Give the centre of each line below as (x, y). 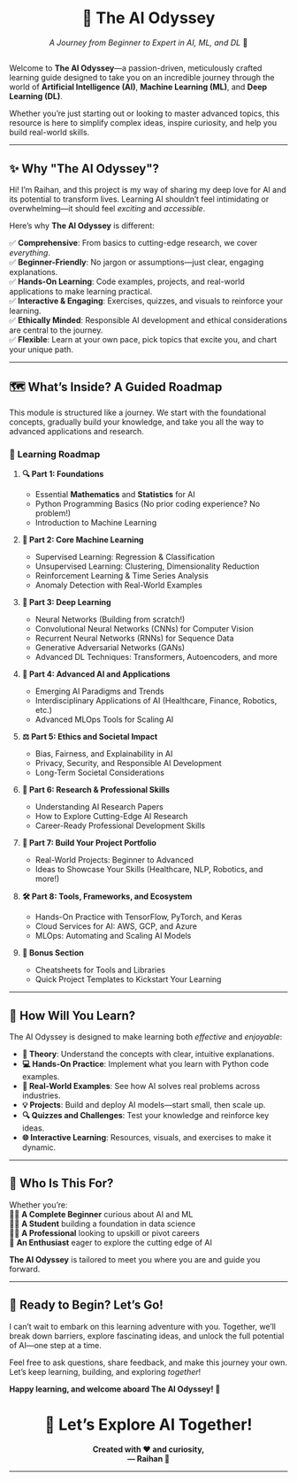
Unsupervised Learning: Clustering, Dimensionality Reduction (147, 566)
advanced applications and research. (76, 431)
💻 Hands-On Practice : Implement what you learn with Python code (145, 1064)
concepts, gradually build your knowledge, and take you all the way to (137, 422)
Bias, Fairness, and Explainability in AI (104, 754)
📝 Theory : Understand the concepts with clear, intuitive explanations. (148, 1054)
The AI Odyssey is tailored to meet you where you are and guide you (135, 1259)
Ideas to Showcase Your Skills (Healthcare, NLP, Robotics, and (149, 870)
